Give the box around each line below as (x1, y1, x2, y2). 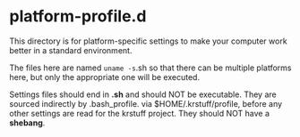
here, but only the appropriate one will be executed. (9, 71, 200, 82)
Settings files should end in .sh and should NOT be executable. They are (9, 89, 277, 100)
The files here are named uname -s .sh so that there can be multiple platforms (9, 62, 292, 73)
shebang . (9, 117, 46, 128)
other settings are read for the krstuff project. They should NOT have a (9, 108, 270, 118)
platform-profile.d (9, 6, 147, 27)
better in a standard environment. (9, 44, 133, 55)
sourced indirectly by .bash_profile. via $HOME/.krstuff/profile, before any (9, 98, 283, 109)
